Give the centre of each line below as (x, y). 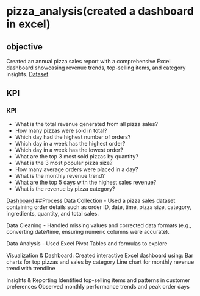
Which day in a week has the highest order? (70, 143)
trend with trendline (31, 268)
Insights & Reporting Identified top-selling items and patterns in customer (98, 280)
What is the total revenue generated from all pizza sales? (87, 124)
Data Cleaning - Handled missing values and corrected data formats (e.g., (99, 225)
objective (24, 47)
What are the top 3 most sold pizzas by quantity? (77, 156)
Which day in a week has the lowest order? (69, 150)
